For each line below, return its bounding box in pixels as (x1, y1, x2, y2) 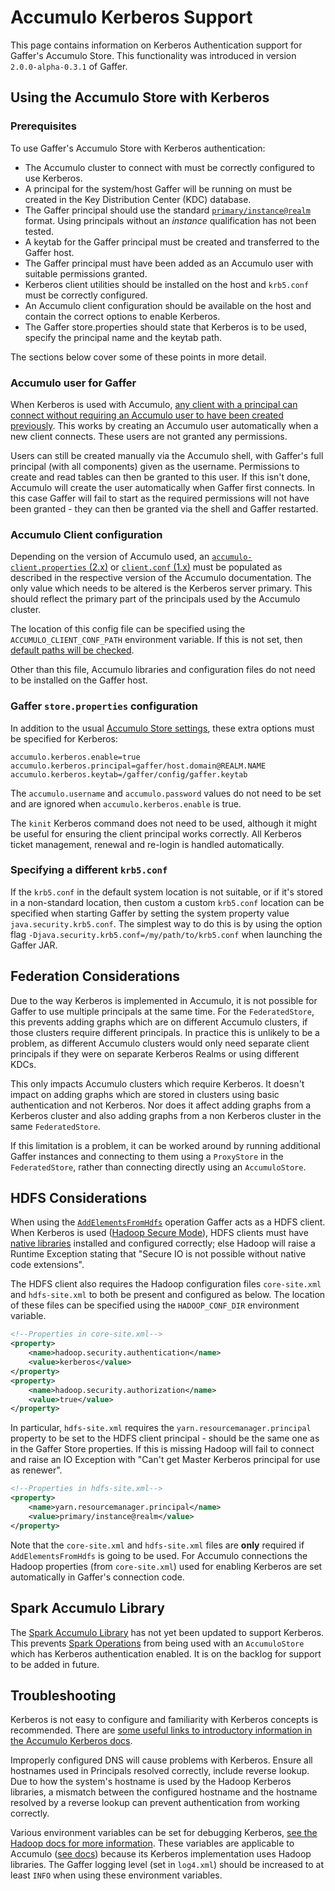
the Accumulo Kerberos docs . (10, 1735, 133, 1747)
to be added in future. (10, 1658, 100, 1670)
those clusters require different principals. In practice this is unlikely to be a (10, 1026, 320, 1038)
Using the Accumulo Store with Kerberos (10, 89, 270, 106)
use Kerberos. (24, 172, 83, 184)
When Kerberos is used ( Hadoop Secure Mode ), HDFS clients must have (10, 1227, 309, 1239)
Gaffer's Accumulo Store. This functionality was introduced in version (10, 49, 297, 61)
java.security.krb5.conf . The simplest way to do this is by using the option (10, 917, 323, 930)
